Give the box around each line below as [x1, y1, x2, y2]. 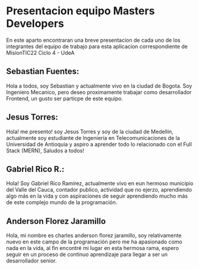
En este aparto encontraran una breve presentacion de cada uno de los [6, 36, 181, 43]
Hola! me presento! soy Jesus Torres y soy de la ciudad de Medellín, [6, 128, 173, 135]
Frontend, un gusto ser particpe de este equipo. [6, 95, 124, 102]
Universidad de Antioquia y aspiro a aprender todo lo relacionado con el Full [6, 140, 192, 148]
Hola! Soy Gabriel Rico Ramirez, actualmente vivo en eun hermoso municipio [6, 180, 194, 187]
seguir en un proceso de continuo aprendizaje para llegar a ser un [6, 251, 168, 258]
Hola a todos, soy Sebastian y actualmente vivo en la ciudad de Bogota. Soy [6, 82, 192, 89]
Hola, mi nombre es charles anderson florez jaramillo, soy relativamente [6, 232, 182, 239]
